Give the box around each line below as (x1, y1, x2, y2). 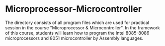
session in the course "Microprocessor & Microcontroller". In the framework (5, 24, 160, 30)
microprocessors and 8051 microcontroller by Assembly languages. (5, 35, 144, 41)
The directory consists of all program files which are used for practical (5, 20, 149, 25)
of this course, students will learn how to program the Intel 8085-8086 (5, 30, 150, 36)
